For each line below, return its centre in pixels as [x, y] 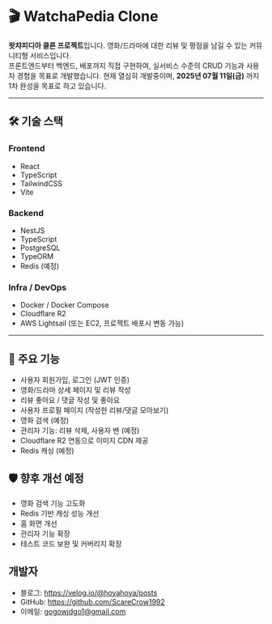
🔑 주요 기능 [34, 359]
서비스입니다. [50, 55]
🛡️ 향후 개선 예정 [46, 479]
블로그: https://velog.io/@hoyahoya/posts [89, 592]
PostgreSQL [40, 248]
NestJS [32, 230]
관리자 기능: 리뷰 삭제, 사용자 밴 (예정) [80, 431]
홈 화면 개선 [39, 523]
